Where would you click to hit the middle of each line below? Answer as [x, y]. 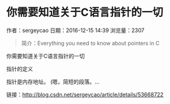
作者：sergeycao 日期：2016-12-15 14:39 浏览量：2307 [75, 30]
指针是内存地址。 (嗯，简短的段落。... [53, 82]
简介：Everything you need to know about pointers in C [90, 43]
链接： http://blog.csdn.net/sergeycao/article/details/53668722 [85, 94]
